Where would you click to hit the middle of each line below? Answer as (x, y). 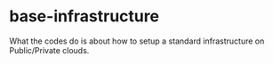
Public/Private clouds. (49, 50)
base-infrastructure (84, 16)
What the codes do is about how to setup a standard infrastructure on (137, 41)
